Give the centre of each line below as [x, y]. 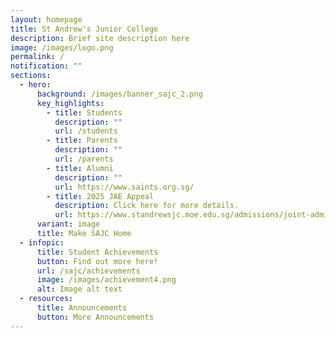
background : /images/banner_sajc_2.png [119, 94]
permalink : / [37, 57]
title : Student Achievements [97, 252]
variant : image [68, 224]
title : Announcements [82, 308]
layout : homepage [46, 19]
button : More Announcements [95, 317]
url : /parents [84, 159]
